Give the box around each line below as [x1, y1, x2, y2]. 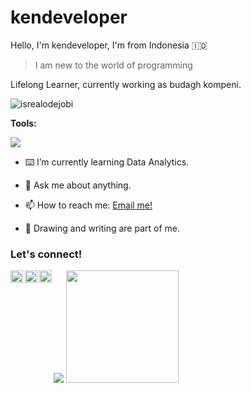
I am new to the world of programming [34, 59, 193, 71]
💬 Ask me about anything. [24, 179, 132, 191]
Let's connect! [10, 247, 83, 261]
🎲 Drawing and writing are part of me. [24, 222, 181, 234]
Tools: [10, 117, 37, 129]
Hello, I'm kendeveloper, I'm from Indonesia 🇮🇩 [10, 39, 208, 51]
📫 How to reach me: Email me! [24, 199, 153, 211]
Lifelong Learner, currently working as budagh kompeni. [10, 78, 242, 90]
